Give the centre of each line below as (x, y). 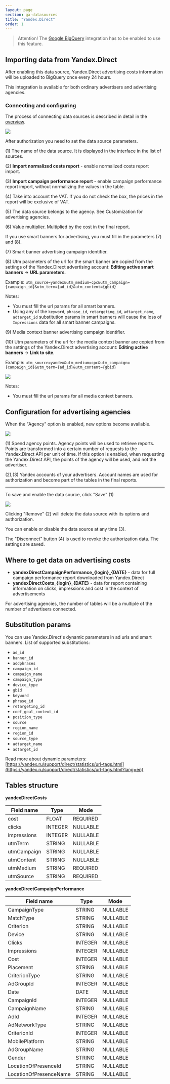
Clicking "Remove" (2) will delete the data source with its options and (77, 514)
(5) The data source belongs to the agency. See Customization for (74, 212)
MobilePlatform (26, 1041)
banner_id (23, 658)
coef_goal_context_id (35, 712)
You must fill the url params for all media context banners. (73, 396)
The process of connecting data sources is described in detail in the (76, 116)
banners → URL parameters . (36, 272)
